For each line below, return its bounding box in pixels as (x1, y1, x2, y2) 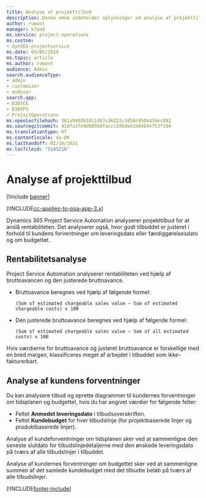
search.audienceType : (6, 72, 62, 78)
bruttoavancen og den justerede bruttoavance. (6, 277, 124, 284)
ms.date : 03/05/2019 (6, 49, 59, 55)
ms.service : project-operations (6, 32, 89, 38)
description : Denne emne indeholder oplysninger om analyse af (6, 15, 172, 21)
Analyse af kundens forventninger (6, 375, 141, 386)
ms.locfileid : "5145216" (6, 146, 70, 152)
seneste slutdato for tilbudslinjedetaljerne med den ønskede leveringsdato (6, 442, 194, 449)
